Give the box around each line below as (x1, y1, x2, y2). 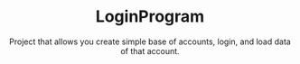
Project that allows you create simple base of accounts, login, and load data (8, 36, 292, 47)
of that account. (119, 45, 181, 56)
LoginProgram (95, 6, 205, 27)
